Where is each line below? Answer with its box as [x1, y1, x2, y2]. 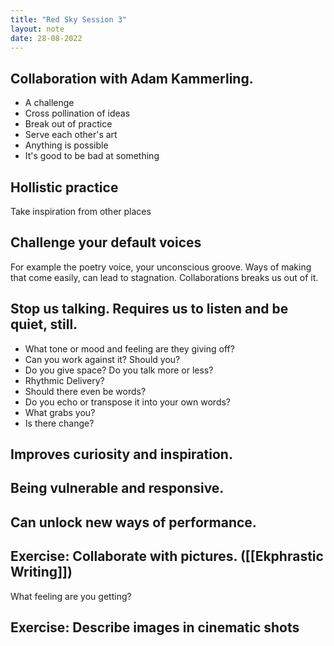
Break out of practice [24, 118, 113, 130]
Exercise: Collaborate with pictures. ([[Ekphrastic [10, 548, 324, 565]
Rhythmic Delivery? [24, 374, 105, 386]
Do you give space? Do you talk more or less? [24, 364, 214, 376]
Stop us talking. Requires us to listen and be [10, 301, 289, 318]
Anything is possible [24, 139, 109, 151]
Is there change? [24, 417, 95, 429]
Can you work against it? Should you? [24, 353, 181, 365]
